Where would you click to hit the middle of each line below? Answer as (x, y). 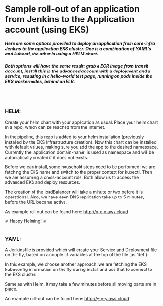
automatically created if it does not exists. (47, 157)
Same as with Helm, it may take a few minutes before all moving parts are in (81, 284)
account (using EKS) (47, 30)
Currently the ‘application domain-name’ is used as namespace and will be (80, 152)
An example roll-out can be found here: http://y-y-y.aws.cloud (67, 299)
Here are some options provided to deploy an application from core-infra (80, 43)
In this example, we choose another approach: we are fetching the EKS (76, 264)
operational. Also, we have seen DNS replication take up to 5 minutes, (75, 197)
